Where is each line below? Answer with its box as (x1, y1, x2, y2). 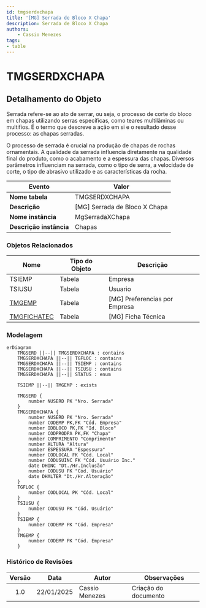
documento (131, 591, 165, 600)
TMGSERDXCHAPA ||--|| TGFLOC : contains (17, 355, 122, 362)
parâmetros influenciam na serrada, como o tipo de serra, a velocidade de (6, 161, 194, 169)
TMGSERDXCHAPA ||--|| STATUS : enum (17, 372, 112, 378)
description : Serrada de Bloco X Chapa (6, 20, 109, 26)
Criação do (131, 583, 164, 592)
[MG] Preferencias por (108, 295, 174, 304)
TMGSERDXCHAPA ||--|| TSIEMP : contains (17, 361, 122, 367)
